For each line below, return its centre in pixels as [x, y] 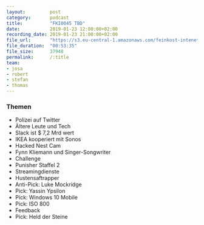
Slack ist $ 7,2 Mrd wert [45, 133]
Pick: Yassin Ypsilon [40, 191]
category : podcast [38, 18]
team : [13, 63]
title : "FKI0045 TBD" [46, 23]
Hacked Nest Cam [38, 146]
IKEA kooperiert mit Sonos [48, 139]
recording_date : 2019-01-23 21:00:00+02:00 [62, 35]
